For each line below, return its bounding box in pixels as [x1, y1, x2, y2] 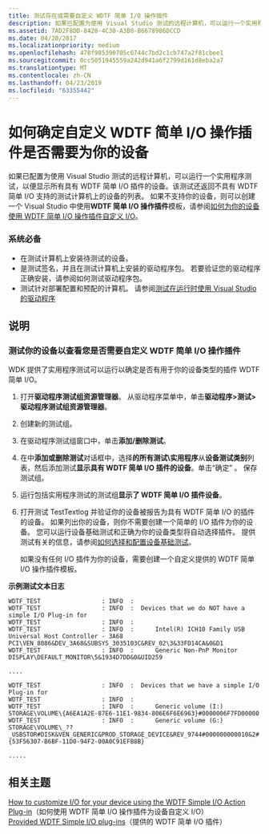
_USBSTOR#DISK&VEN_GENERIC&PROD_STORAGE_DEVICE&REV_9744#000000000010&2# [8, 731, 260, 739]
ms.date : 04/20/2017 [8, 34, 78, 43]
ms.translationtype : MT [8, 64, 88, 72]
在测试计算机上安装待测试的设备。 [19, 253, 133, 263]
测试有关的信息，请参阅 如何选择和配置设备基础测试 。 [19, 537, 196, 547]
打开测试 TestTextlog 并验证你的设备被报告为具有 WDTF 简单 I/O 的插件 [19, 507, 255, 517]
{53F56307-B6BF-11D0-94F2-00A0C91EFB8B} [8, 738, 146, 746]
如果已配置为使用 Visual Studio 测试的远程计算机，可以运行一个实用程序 [8, 172, 245, 181]
